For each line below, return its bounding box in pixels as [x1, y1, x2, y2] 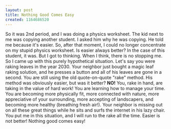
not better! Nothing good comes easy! [5, 118, 85, 124]
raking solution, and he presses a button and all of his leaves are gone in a [5, 69, 162, 75]
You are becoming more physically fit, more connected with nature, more [5, 91, 160, 97]
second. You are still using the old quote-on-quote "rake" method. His [5, 75, 153, 81]
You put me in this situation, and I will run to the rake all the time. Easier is [5, 113, 160, 119]
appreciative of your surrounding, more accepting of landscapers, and [5, 96, 154, 102]
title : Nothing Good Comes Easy [5, 12, 74, 17]
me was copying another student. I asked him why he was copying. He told [5, 36, 164, 42]
